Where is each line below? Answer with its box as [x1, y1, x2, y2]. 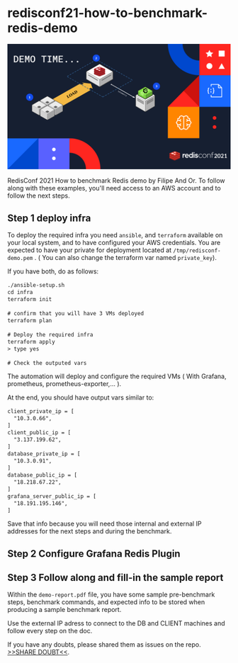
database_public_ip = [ [7, 472, 78, 479]
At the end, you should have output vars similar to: [7, 393, 154, 402]
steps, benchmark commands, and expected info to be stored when [7, 598, 205, 606]
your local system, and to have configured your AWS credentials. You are [7, 239, 221, 247]
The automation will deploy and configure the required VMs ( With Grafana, [7, 372, 227, 380]
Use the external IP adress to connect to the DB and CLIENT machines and [7, 619, 225, 628]
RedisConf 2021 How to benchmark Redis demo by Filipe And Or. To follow [7, 176, 225, 185]
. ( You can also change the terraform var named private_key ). [34, 254, 217, 262]
